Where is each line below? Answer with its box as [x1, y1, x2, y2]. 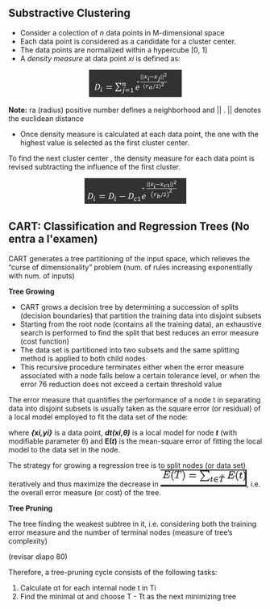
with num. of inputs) [8, 270, 75, 281]
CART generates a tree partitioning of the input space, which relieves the [8, 253, 251, 263]
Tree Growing [8, 286, 55, 296]
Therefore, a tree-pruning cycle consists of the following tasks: [8, 567, 218, 577]
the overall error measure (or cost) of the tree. [8, 487, 161, 497]
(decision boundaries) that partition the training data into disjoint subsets [19, 311, 262, 320]
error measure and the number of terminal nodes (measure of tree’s [8, 528, 233, 537]
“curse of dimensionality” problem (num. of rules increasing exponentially [8, 262, 253, 272]
